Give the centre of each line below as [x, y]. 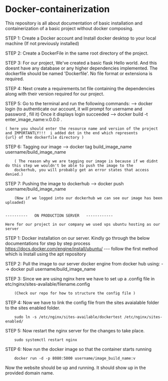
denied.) [14, 174]
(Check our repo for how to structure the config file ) [75, 293]
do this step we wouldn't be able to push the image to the [69, 165]
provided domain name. [30, 373]
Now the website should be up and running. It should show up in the [76, 367]
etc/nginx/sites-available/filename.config [48, 284]
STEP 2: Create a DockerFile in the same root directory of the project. [77, 53]
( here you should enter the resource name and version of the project [81, 129]
